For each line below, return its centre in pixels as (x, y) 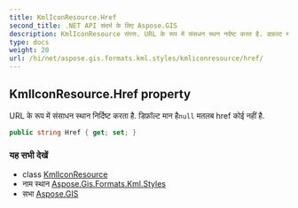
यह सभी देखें (29, 155)
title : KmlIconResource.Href (63, 17)
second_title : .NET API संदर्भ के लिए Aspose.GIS (93, 26)
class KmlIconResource (65, 174)
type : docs (29, 42)
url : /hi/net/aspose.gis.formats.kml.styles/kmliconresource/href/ (137, 58)
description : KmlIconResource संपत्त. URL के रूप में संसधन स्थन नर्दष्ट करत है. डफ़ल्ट (146, 34)
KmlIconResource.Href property (100, 94)
